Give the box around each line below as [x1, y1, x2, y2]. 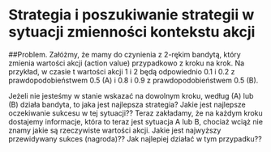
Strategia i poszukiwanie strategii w [8, 6, 255, 24]
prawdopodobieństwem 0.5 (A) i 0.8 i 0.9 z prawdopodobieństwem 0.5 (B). [8, 75, 259, 85]
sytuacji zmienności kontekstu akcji [8, 23, 256, 41]
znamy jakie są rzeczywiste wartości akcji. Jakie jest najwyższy [8, 125, 222, 135]
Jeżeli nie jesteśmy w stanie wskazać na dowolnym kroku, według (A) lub [8, 91, 254, 100]
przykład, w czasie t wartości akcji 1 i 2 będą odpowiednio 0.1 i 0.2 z [8, 66, 235, 76]
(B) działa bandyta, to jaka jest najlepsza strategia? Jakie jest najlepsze [8, 99, 246, 109]
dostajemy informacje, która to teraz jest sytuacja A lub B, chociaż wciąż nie [8, 116, 264, 126]
